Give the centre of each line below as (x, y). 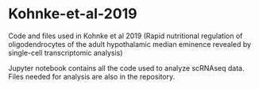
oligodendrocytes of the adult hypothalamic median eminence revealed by (130, 44)
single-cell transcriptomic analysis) (66, 52)
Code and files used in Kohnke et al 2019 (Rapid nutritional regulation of (126, 36)
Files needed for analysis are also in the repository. (92, 76)
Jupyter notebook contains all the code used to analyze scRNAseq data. (126, 68)
